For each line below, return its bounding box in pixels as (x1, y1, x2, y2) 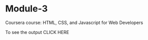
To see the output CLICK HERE (5, 29, 69, 35)
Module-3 (5, 3, 48, 14)
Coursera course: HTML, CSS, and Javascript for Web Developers (5, 19, 143, 25)
